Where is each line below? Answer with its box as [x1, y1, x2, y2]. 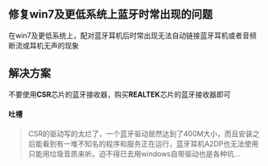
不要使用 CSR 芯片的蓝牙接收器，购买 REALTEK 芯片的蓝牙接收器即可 [8, 89, 231, 99]
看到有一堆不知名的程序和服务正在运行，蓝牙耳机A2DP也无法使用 [42, 139, 259, 148]
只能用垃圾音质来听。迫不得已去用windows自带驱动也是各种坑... [27, 148, 241, 159]
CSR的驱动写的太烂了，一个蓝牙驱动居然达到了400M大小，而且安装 [27, 128, 254, 139]
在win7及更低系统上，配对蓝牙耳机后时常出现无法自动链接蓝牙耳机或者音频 [8, 31, 258, 40]
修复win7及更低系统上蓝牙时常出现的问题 [8, 7, 213, 22]
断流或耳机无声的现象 [8, 40, 79, 50]
